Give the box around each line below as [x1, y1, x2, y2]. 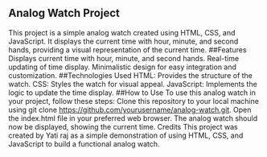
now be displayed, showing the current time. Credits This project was [8, 122, 239, 131]
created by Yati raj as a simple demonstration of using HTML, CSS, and [8, 130, 244, 140]
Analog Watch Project [8, 6, 121, 20]
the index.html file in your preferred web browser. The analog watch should [8, 113, 258, 123]
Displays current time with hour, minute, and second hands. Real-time [8, 53, 240, 63]
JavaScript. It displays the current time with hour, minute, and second [8, 36, 239, 46]
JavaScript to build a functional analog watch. [8, 138, 160, 148]
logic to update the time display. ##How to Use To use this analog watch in [8, 88, 256, 97]
